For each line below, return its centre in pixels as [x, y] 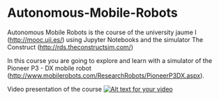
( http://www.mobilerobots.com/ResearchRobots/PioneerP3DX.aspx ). [106, 76]
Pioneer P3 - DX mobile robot [50, 68]
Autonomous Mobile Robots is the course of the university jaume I [102, 32]
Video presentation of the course [55, 89]
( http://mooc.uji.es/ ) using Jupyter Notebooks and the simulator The [105, 39]
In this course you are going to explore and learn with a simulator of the [110, 60]
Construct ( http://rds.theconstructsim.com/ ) [70, 47]
